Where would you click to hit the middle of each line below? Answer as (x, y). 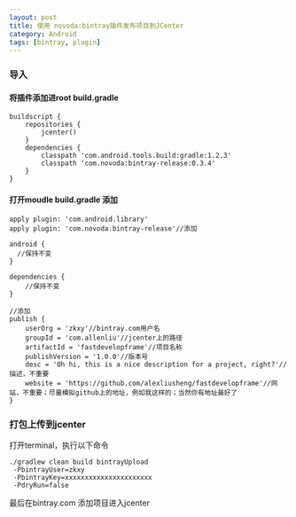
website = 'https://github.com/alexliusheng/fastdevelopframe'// (148, 383)
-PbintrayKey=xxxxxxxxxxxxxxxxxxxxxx (82, 477)
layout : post (33, 17)
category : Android (43, 34)
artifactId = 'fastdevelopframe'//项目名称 (104, 347)
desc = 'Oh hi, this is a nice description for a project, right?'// (156, 364)
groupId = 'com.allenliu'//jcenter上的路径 (104, 338)
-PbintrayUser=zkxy (49, 470)
